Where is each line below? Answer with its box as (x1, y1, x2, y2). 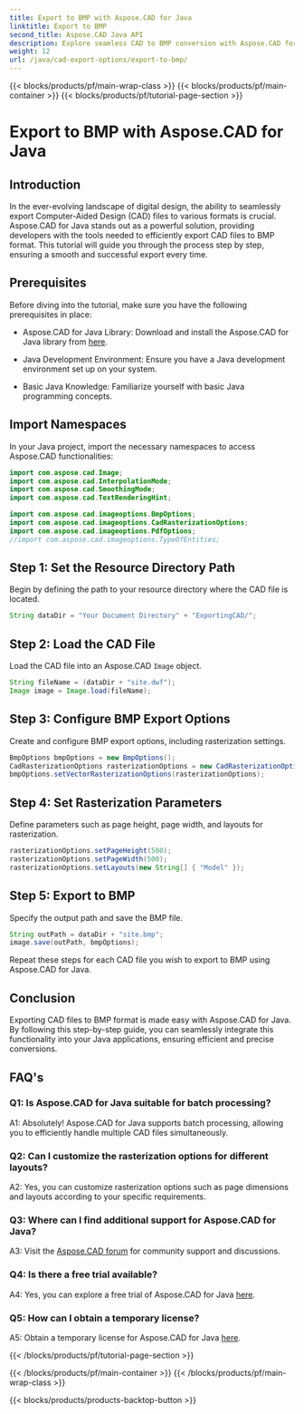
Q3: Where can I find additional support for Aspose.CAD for (9, 1214, 276, 1226)
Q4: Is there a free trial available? (9, 1268, 158, 1281)
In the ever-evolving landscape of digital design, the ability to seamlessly (9, 201, 281, 211)
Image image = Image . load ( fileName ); (9, 686, 152, 695)
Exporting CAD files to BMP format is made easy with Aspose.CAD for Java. (9, 1014, 292, 1025)
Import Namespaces (9, 417, 127, 432)
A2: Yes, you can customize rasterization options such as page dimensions (9, 1182, 290, 1193)
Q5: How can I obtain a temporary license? (9, 1312, 200, 1324)
